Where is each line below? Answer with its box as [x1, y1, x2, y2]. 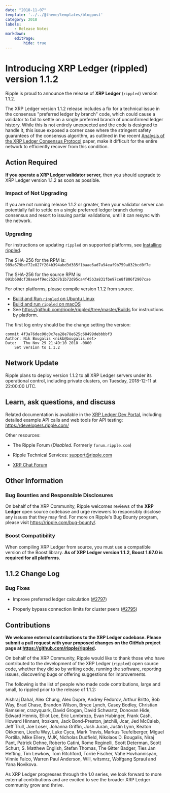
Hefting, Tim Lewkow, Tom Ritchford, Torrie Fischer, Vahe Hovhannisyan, [5, 751, 158, 757]
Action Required [5, 158, 57, 167]
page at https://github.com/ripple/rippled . [5, 645, 96, 651]
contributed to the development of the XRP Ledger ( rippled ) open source [5, 661, 159, 667]
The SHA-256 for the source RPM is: [5, 271, 82, 278]
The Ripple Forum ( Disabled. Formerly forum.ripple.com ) [12, 442, 132, 448]
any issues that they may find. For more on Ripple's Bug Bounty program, [5, 514, 158, 520]
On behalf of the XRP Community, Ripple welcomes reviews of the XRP [5, 503, 154, 509]
